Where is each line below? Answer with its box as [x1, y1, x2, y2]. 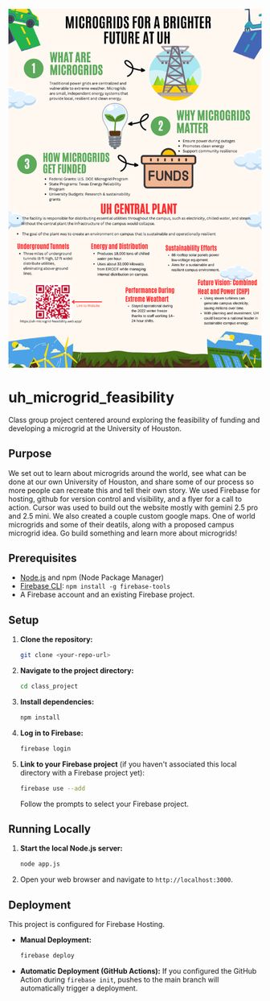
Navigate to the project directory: [19, 666, 134, 676]
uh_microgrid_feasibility [8, 388, 175, 407]
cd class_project [19, 682, 79, 691]
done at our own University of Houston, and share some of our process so [8, 477, 255, 486]
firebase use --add [19, 784, 86, 792]
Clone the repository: [19, 635, 93, 644]
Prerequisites [8, 551, 77, 565]
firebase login [19, 744, 72, 753]
